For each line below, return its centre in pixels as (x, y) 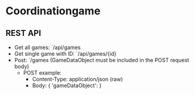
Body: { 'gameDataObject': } (67, 85)
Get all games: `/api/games (48, 47)
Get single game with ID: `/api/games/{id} (65, 54)
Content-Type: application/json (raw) (77, 79)
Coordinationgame (53, 11)
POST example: (42, 73)
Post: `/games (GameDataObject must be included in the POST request (102, 60)
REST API (23, 33)
